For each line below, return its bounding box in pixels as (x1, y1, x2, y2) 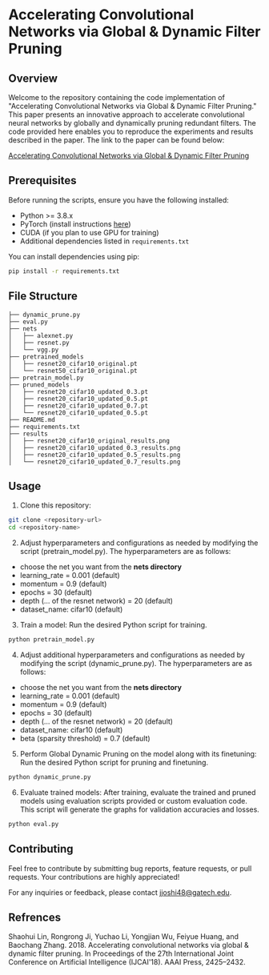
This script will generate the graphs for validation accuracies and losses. (19, 804, 260, 814)
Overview (8, 71, 58, 85)
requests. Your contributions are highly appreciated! (8, 872, 180, 881)
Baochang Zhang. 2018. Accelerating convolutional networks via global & (8, 941, 250, 950)
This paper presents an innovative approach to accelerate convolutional (8, 110, 246, 119)
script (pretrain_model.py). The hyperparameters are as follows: (19, 547, 231, 556)
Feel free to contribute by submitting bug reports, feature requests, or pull (8, 863, 252, 873)
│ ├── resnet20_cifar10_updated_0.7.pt (8, 402, 149, 410)
